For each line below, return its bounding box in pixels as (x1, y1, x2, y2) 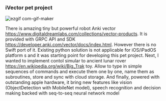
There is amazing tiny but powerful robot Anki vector (5, 25, 116, 31)
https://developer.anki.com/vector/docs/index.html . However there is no (5, 42, 156, 48)
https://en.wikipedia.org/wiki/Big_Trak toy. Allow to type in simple (5, 63, 142, 70)
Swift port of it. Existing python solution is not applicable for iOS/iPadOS (5, 47, 156, 53)
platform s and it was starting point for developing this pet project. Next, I (5, 52, 159, 58)
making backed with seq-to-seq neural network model (5, 90, 120, 96)
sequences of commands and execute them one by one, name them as (5, 69, 154, 75)
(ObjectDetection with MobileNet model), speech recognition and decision (5, 85, 161, 91)
